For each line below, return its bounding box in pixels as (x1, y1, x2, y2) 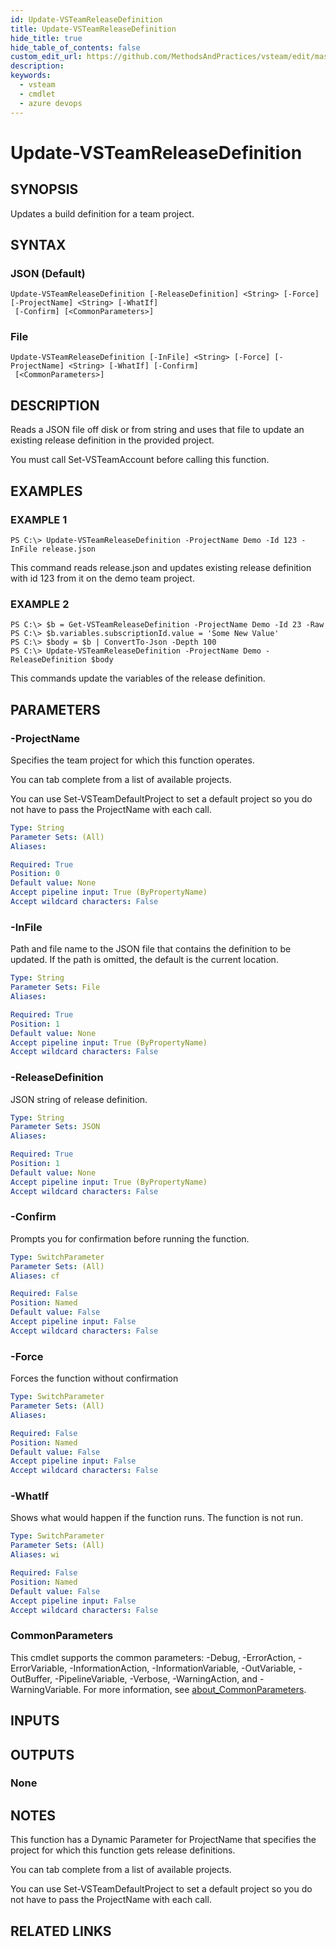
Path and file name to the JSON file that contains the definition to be (10, 943, 292, 955)
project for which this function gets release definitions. (10, 1844, 236, 1856)
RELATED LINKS (10, 1922, 112, 1940)
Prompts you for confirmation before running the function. (10, 1232, 250, 1245)
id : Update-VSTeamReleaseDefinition (10, 14, 163, 25)
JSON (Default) (10, 266, 86, 280)
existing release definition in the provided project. (10, 434, 215, 446)
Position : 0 (10, 869, 60, 879)
